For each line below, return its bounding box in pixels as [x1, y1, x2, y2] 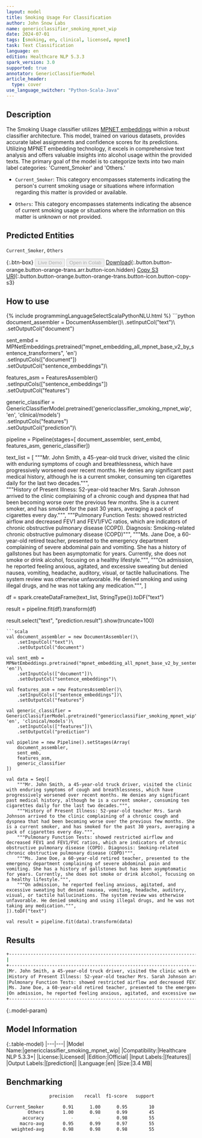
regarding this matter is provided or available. [14, 188, 128, 196]
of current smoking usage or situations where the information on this [14, 206, 185, 214]
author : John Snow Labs [6, 20, 66, 26]
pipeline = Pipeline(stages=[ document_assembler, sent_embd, [6, 436, 162, 443]
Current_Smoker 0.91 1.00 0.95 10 [6, 1104, 155, 1110]
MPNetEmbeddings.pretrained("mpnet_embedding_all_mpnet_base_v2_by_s [6, 343, 194, 350]
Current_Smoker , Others [6, 247, 64, 254]
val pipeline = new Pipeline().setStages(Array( [6, 740, 130, 746]
